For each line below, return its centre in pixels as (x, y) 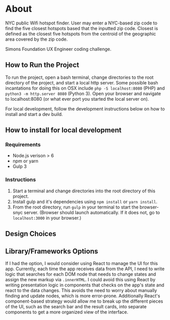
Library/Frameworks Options (52, 251)
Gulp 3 (20, 166)
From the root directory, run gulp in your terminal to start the (75, 207)
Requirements (23, 144)
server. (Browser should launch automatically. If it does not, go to (92, 212)
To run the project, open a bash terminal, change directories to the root (79, 77)
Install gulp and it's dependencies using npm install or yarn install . (85, 201)
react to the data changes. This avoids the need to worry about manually (81, 290)
